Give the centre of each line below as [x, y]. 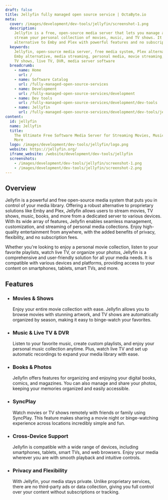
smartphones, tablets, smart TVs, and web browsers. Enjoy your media [85, 452]
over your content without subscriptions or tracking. [66, 492]
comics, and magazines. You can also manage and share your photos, [84, 383]
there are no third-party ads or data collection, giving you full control [83, 487]
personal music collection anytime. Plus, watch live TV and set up [80, 349]
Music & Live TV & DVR [40, 332]
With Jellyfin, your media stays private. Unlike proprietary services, [81, 481]
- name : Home [28, 70]
